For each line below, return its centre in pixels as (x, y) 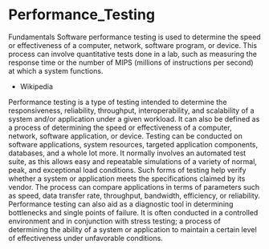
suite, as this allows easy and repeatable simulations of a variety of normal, (132, 161)
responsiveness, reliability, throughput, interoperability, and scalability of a (131, 110)
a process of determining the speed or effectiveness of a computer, (120, 127)
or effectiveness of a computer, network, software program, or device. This (133, 45)
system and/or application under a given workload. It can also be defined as (134, 118)
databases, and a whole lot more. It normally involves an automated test (127, 153)
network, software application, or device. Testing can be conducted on (125, 136)
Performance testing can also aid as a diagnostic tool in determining (121, 204)
